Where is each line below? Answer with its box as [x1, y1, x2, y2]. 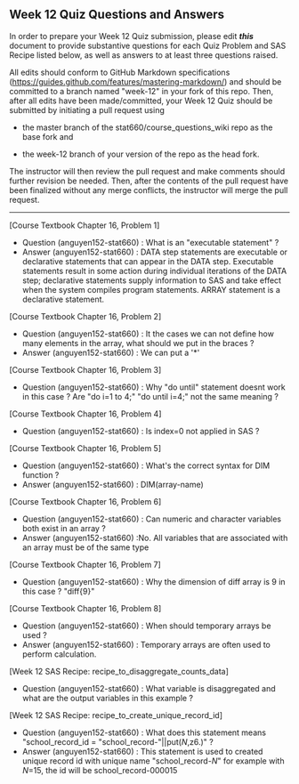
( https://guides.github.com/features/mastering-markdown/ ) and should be [9, 76, 282, 87]
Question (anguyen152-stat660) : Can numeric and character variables [21, 513, 282, 524]
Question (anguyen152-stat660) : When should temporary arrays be [21, 620, 271, 631]
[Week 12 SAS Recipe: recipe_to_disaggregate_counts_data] [9, 666, 230, 676]
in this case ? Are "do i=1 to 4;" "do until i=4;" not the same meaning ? [21, 391, 279, 401]
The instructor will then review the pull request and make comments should [9, 166, 286, 176]
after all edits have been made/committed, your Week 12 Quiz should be [9, 95, 273, 106]
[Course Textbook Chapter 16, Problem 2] [9, 311, 162, 321]
